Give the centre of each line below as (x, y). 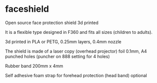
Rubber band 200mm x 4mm (34, 66)
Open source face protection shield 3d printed (52, 23)
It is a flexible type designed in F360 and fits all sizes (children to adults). (79, 32)
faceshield (27, 9)
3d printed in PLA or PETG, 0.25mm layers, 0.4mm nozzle (63, 41)
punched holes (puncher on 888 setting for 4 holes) (57, 56)
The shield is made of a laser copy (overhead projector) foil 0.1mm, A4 (76, 51)
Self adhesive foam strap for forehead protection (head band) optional (76, 75)
